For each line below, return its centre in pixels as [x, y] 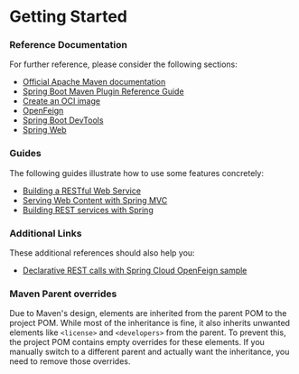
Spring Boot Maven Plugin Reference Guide [103, 91]
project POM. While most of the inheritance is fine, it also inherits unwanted [150, 323]
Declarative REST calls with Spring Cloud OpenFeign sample [135, 271]
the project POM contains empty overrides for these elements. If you [137, 342]
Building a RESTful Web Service [82, 191]
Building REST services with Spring [88, 210]
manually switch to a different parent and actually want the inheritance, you [149, 352]
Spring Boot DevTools [63, 120]
